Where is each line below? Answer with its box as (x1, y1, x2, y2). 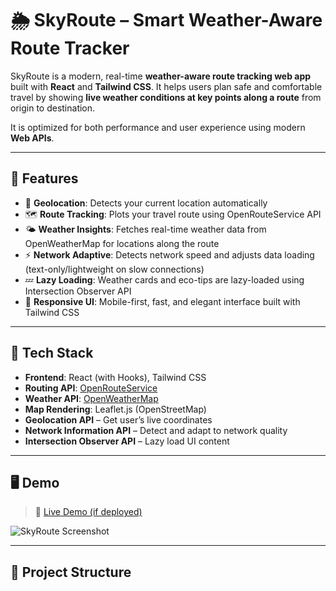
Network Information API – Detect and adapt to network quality (24, 424, 288, 436)
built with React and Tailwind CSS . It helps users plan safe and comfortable (10, 80, 323, 92)
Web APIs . (10, 132, 55, 144)
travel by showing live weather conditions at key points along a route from (10, 91, 322, 103)
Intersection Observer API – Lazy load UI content (24, 435, 230, 447)
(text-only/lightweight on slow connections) (24, 263, 205, 275)
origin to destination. (10, 102, 96, 114)
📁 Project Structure (10, 563, 132, 581)
